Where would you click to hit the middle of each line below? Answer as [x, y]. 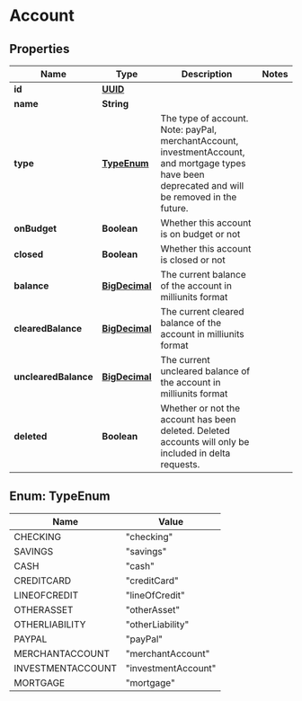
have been [182, 174]
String [115, 104]
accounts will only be [205, 442]
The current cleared [202, 311]
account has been [198, 419]
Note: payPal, [189, 129]
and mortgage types [203, 163]
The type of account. [204, 118]
